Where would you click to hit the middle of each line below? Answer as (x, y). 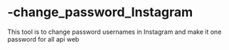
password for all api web (43, 39)
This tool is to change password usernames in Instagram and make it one (114, 32)
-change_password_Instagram (100, 12)
